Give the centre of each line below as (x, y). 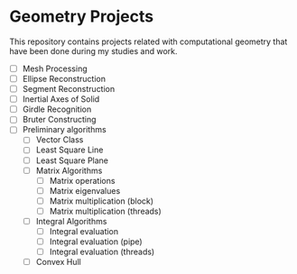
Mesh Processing (55, 68)
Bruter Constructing (59, 120)
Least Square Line (70, 150)
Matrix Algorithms (69, 170)
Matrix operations (82, 180)
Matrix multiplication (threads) (106, 211)
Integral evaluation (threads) (102, 252)
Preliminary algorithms (64, 130)
